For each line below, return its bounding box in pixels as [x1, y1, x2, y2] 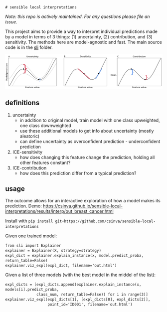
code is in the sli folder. [5, 44, 53, 50]
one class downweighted [19, 122, 71, 129]
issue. [5, 19, 17, 24]
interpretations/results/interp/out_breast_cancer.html [5, 208, 114, 214]
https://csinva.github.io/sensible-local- [43, 203, 123, 209]
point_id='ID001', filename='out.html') [47, 302, 133, 307]
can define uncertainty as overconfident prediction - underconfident [19, 138, 161, 144]
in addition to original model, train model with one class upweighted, [19, 117, 161, 123]
